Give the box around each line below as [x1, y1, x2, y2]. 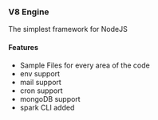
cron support [19, 86, 63, 95]
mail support [19, 77, 61, 87]
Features [8, 42, 38, 52]
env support [19, 68, 61, 78]
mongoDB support [19, 94, 81, 103]
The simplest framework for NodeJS [8, 25, 128, 34]
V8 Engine [8, 6, 49, 17]
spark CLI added [19, 103, 75, 112]
